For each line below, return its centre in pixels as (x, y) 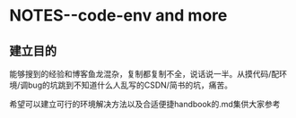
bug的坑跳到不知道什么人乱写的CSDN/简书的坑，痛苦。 (131, 85)
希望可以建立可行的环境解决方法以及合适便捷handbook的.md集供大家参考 (145, 104)
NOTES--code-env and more (118, 16)
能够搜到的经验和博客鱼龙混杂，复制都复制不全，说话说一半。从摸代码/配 (144, 74)
